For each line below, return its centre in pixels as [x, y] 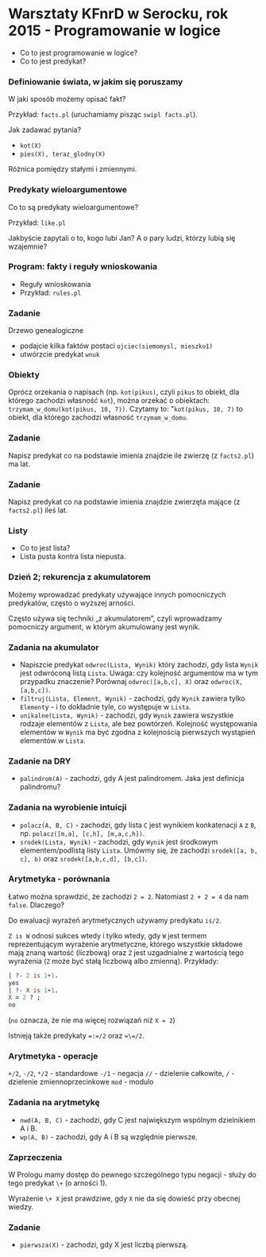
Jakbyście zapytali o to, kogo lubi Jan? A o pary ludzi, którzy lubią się [122, 238]
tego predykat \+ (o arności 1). [58, 1183]
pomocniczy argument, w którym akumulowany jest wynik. [104, 627]
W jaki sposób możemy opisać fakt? [67, 99]
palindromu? [40, 787]
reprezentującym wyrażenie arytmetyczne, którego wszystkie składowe [125, 944]
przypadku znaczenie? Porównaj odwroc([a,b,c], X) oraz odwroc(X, [131, 681]
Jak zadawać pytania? [45, 130]
